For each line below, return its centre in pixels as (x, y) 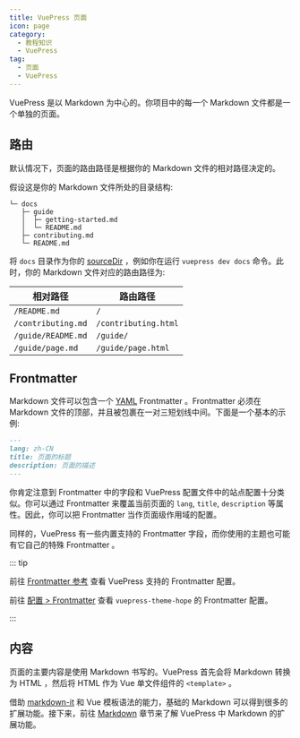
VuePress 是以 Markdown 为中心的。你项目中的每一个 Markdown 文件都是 (146, 102)
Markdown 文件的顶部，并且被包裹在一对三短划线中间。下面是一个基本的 (144, 412)
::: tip (19, 562)
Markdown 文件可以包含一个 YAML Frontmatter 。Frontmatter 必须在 (135, 401)
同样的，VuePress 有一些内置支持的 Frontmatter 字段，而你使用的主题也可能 (150, 533)
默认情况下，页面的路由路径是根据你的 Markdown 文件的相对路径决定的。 (145, 167)
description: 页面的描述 (52, 466)
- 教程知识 (35, 43)
